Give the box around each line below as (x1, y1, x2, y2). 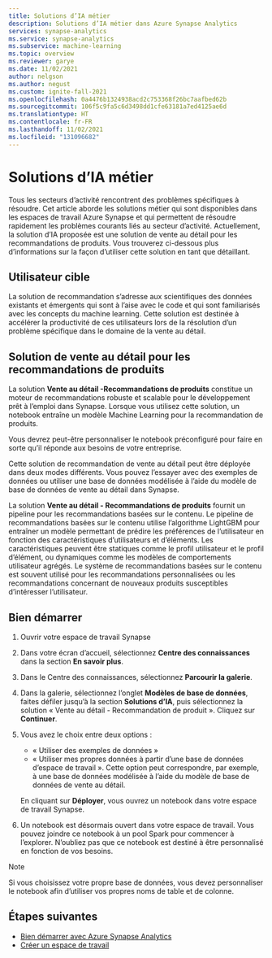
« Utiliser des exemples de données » (32, 746, 158, 755)
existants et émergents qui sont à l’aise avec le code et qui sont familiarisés (8, 300, 261, 310)
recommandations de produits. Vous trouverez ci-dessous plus (8, 237, 219, 248)
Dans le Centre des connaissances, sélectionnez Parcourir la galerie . (19, 673, 253, 681)
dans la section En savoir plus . (19, 656, 124, 666)
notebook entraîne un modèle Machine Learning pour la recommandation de (8, 410, 264, 420)
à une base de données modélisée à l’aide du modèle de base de (32, 772, 250, 781)
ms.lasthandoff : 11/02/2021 (8, 125, 104, 133)
